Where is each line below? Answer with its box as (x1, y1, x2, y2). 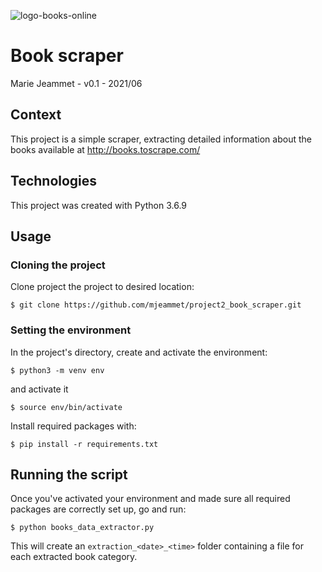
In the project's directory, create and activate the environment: (10, 346, 268, 358)
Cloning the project (10, 258, 106, 272)
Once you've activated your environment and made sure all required (10, 493, 291, 505)
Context (10, 106, 62, 124)
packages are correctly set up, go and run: (10, 503, 187, 515)
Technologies (10, 173, 98, 190)
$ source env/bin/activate (10, 402, 123, 412)
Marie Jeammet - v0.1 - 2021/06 (10, 77, 143, 89)
